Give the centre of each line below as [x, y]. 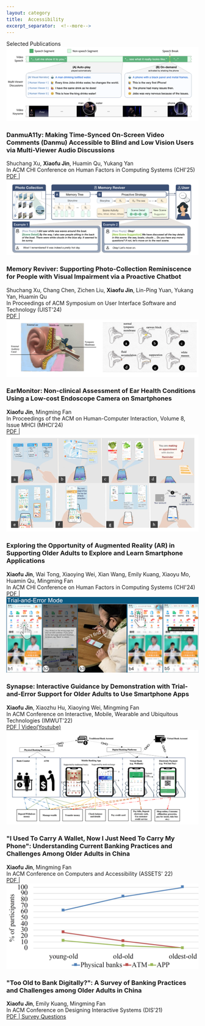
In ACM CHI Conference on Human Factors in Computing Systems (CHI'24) [101, 587]
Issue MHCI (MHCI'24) [35, 425]
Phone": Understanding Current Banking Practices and [89, 846]
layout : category [28, 13]
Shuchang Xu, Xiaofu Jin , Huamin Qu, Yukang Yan [70, 163]
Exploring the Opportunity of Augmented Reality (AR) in [91, 546]
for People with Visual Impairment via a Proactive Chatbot [94, 277]
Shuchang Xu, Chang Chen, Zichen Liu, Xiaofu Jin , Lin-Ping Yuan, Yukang [100, 290]
